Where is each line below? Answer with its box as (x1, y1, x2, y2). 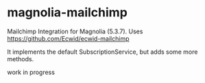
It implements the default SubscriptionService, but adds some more (7, 48, 198, 56)
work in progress (7, 68, 55, 76)
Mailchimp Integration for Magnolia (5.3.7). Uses (7, 27, 143, 35)
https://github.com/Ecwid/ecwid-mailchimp (7, 34, 130, 42)
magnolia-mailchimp (7, 5, 128, 20)
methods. (7, 54, 34, 63)
